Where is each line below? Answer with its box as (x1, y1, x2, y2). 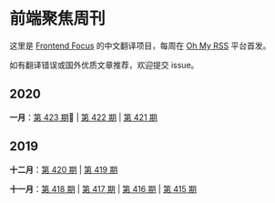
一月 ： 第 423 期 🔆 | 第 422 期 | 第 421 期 (9, 111, 158, 123)
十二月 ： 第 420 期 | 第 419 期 (9, 164, 118, 175)
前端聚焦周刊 (9, 8, 107, 29)
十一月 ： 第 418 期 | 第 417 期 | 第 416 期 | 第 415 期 (9, 183, 198, 194)
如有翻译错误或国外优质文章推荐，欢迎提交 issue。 (9, 59, 199, 70)
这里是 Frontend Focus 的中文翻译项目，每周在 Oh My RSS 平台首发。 (9, 40, 271, 51)
